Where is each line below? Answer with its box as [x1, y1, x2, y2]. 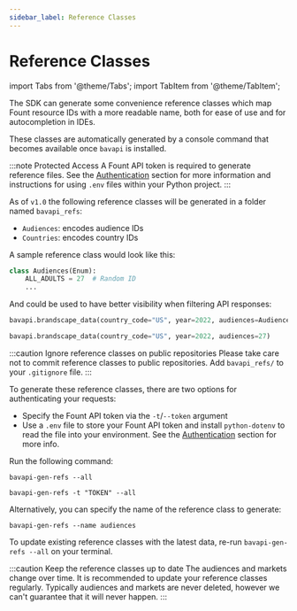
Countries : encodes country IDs [21, 232, 139, 243]
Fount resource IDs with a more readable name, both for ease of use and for [9, 107, 286, 118]
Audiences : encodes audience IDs [21, 222, 144, 233]
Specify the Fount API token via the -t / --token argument [21, 410, 228, 421]
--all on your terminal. [28, 545, 113, 556]
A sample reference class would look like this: [9, 249, 176, 259]
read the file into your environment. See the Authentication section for [21, 429, 277, 439]
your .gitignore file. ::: [9, 367, 93, 377]
